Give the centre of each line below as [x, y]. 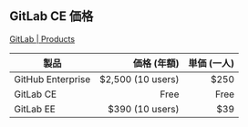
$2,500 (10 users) [139, 79]
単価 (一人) [212, 63]
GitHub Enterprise [52, 79]
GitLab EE [35, 109]
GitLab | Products [42, 38]
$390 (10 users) [144, 109]
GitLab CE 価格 [52, 16]
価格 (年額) [156, 63]
